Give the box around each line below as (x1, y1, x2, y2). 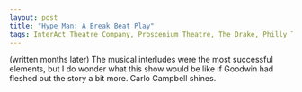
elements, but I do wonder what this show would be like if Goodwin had (9, 63, 274, 74)
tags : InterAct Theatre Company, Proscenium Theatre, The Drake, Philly (9, 29, 288, 38)
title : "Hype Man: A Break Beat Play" (9, 21, 155, 30)
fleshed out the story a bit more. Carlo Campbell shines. (9, 73, 217, 84)
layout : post (9, 13, 58, 22)
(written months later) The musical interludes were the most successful (9, 54, 274, 65)
